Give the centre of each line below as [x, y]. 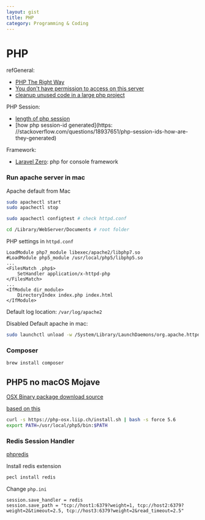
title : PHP [20, 18]
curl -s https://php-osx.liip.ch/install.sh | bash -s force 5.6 [91, 419]
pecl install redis [31, 477]
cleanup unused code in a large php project [70, 95]
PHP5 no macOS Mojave [53, 382]
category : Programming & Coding [47, 23]
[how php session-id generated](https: [64, 125]
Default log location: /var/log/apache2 [54, 312]
